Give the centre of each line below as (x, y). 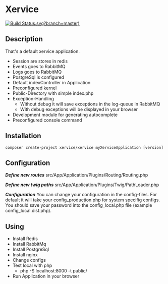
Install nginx (25, 255)
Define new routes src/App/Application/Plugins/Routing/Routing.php (77, 175)
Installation (23, 136)
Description (24, 39)
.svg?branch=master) (57, 23)
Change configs (29, 260)
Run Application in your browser (46, 276)
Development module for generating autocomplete (65, 115)
